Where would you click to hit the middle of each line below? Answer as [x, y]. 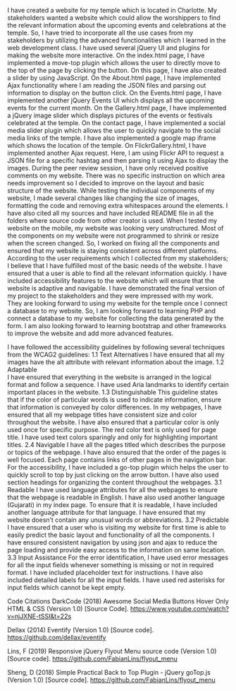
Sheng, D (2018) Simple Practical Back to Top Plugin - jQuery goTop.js [109, 672]
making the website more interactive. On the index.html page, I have [106, 55]
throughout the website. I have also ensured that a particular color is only [113, 422]
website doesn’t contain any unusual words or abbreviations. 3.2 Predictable [118, 520]
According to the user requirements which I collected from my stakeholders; [118, 258]
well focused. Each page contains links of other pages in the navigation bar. [117, 460]
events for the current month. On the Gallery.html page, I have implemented [117, 108]
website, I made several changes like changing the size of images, [103, 198]
